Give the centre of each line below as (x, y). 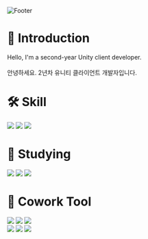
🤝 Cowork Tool (49, 201)
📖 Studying (39, 154)
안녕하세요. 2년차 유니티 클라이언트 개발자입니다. (72, 73)
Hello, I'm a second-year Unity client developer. (74, 57)
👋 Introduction (49, 38)
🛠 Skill (27, 102)
